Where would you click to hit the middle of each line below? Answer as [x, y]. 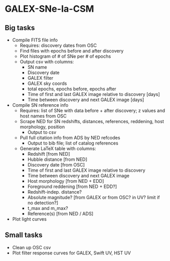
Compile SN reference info [40, 105]
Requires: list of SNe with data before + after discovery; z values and [92, 111]
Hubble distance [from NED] [57, 159]
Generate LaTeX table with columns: [58, 148]
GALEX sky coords [47, 83]
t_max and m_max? [48, 208]
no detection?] [43, 203]
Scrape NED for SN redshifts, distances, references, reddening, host [92, 121]
